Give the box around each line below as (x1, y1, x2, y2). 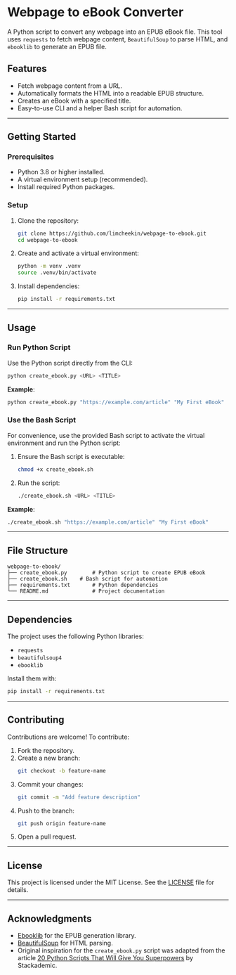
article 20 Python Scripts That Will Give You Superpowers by (17, 954, 194, 962)
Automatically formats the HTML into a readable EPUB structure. (17, 89, 204, 97)
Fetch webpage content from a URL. (17, 82, 123, 90)
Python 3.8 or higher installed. (17, 168, 105, 176)
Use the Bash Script (7, 415, 76, 425)
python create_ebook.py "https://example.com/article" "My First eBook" (7, 399, 225, 406)
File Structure (7, 544, 68, 556)
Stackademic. (17, 961, 58, 970)
